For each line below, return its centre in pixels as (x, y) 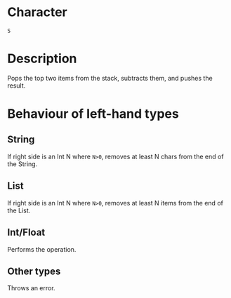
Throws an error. (31, 288)
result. (16, 86)
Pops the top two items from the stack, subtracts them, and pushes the (110, 78)
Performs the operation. (42, 249)
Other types (34, 271)
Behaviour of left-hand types (93, 114)
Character (38, 12)
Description (42, 59)
